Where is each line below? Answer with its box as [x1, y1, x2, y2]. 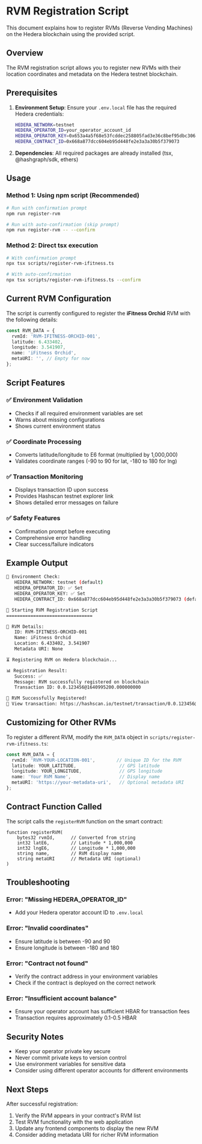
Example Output [6, 558, 68, 568]
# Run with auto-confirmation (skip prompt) [6, 221, 120, 227]
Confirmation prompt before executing [14, 528, 111, 535]
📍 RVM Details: [6, 623, 44, 629]
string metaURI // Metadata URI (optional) [17, 856, 141, 862]
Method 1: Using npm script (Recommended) [6, 191, 139, 200]
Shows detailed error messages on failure [14, 499, 118, 506]
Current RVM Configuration [6, 294, 112, 304]
